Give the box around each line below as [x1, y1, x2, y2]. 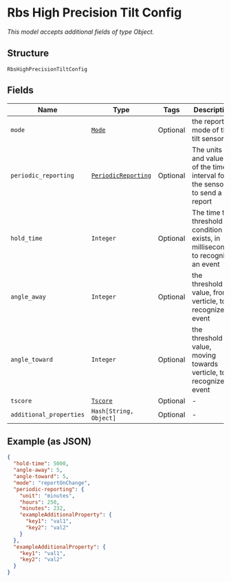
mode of [192, 125, 219, 135]
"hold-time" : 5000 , [13, 460, 69, 467]
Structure [7, 47, 49, 59]
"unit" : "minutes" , [19, 492, 76, 499]
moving [192, 350, 217, 360]
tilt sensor [192, 133, 225, 143]
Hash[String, [91, 407, 134, 415]
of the [192, 162, 211, 171]
